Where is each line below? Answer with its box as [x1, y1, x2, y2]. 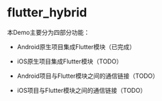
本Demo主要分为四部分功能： [7, 28, 90, 36]
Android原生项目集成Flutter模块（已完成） [16, 42, 136, 50]
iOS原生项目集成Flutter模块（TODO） [16, 57, 123, 66]
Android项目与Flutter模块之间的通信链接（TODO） [16, 72, 159, 80]
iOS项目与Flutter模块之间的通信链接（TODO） [16, 86, 147, 94]
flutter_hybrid [7, 5, 87, 20]
